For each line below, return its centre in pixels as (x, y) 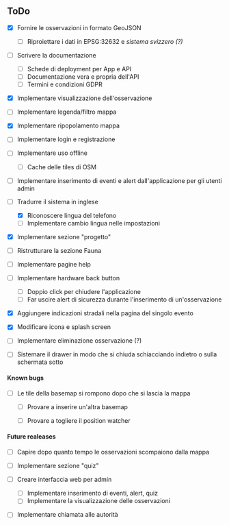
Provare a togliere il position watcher (79, 420)
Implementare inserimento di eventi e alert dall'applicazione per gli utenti (119, 180)
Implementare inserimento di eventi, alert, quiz (93, 493)
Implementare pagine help (54, 264)
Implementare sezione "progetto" (64, 236)
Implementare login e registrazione (66, 139)
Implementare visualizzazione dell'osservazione (84, 98)
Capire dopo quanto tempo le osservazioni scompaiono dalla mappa (113, 452)
